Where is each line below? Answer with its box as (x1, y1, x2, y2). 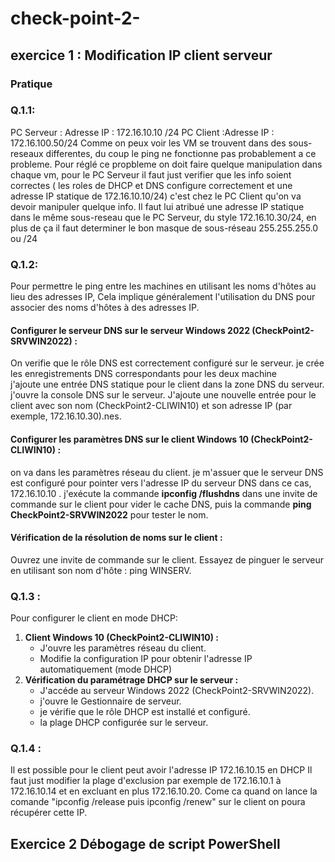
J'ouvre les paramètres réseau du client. (39, 642, 207, 654)
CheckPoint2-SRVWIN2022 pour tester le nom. (10, 508, 209, 521)
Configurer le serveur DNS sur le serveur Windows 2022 (10, 324, 250, 336)
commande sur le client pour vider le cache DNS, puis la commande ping (10, 498, 312, 510)
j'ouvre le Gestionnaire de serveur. (39, 695, 182, 707)
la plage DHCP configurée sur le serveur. (39, 717, 209, 728)
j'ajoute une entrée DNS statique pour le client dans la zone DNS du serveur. (10, 378, 325, 391)
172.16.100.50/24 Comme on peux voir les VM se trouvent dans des (10, 137, 287, 149)
